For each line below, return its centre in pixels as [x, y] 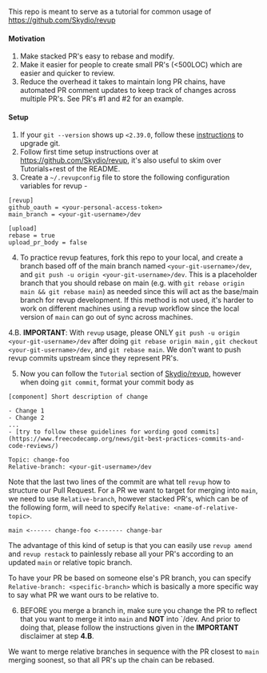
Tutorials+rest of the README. [70, 169]
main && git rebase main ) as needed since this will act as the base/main [139, 292]
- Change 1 [26, 411]
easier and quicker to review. [68, 73]
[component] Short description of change [78, 397]
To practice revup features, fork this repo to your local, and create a [132, 258]
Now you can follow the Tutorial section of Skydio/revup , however [130, 374]
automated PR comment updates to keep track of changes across [128, 91]
